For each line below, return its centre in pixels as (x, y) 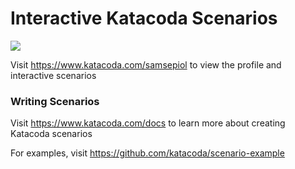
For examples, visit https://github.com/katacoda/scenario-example (147, 153)
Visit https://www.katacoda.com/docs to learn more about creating (148, 123)
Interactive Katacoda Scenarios (144, 18)
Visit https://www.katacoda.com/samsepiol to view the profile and (146, 64)
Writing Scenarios (55, 101)
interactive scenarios (53, 75)
